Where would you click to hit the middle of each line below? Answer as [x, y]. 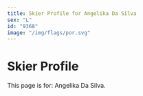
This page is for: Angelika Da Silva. [56, 86]
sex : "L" [20, 20]
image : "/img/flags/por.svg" [49, 33]
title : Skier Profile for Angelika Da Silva [72, 13]
